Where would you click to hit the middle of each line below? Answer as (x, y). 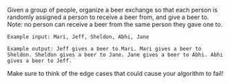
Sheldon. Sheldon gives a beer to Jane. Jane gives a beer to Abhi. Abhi (115, 55)
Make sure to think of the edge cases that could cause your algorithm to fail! (115, 73)
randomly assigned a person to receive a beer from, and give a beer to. (108, 17)
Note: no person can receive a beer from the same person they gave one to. (115, 24)
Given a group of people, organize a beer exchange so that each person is (113, 10)
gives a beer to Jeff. (40, 61)
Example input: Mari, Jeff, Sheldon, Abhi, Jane (78, 37)
